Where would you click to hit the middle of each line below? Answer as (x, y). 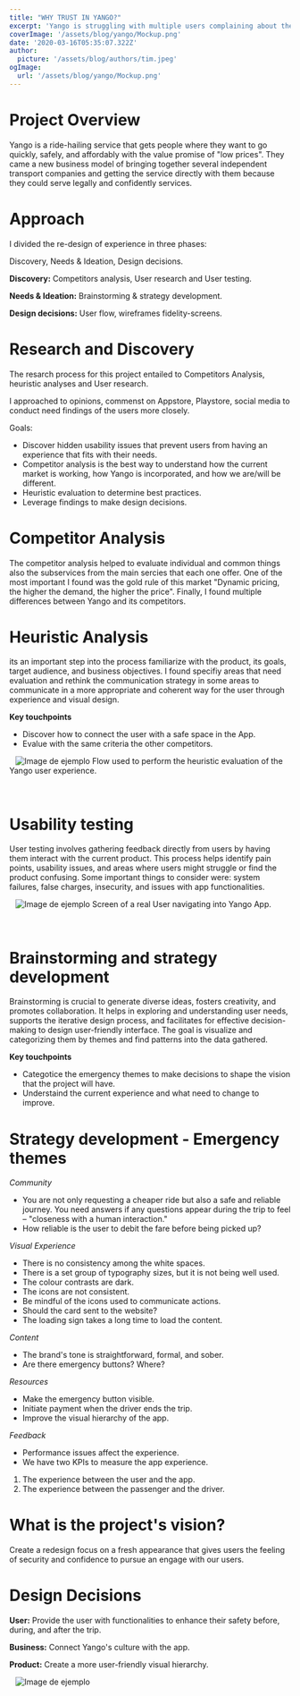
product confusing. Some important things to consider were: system (135, 878)
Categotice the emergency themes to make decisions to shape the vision (156, 1074)
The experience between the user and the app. (108, 1480)
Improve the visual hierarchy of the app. (96, 1418)
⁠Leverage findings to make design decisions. (104, 502)
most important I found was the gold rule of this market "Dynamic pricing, (145, 581)
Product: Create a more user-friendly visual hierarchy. (109, 1665)
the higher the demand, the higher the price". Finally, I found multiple (135, 591)
